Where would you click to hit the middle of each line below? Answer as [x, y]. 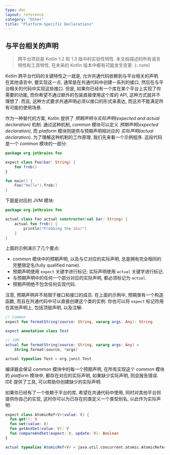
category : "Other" [25, 19]
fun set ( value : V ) [29, 424]
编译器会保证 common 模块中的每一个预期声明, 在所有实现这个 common [80, 369]
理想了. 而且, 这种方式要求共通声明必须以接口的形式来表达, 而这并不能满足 [82, 101]
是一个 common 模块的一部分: [36, 144]
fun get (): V [24, 419]
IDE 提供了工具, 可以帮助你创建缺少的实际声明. [54, 382]
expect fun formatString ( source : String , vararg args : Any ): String [79, 322]
